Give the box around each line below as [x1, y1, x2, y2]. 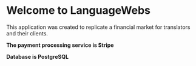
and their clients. [6, 29, 49, 37]
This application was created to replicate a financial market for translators [6, 23, 191, 31]
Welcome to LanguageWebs [6, 4, 150, 17]
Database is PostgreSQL [6, 53, 69, 60]
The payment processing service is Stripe [6, 41, 114, 49]
